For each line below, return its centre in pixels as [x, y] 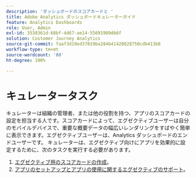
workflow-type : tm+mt [32, 50]
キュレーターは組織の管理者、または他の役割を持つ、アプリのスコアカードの [98, 113]
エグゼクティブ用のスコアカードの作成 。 [63, 162]
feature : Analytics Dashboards [44, 22]
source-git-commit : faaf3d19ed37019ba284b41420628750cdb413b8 [83, 44]
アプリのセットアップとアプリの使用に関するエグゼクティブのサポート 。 [102, 169]
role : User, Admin [28, 28]
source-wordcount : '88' [35, 55]
